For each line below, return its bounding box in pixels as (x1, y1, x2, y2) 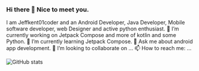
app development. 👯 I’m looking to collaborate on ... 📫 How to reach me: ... (6, 45, 192, 52)
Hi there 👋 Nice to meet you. (6, 5, 89, 14)
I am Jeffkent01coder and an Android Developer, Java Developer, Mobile (6, 19, 185, 26)
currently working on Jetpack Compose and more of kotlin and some (6, 32, 177, 39)
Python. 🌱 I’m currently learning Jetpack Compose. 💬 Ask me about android (6, 38, 193, 45)
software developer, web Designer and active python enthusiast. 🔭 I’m (6, 25, 179, 32)
